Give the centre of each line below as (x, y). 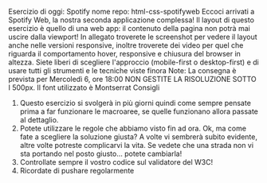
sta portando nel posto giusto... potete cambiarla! (101, 154)
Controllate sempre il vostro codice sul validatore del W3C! (116, 162)
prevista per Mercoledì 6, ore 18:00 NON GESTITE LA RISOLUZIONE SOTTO (132, 79)
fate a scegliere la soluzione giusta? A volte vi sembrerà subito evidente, (138, 137)
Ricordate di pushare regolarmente (77, 171)
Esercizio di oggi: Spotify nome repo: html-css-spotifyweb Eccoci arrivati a (132, 12)
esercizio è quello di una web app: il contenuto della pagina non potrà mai (130, 28)
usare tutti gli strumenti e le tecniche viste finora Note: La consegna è (122, 70)
